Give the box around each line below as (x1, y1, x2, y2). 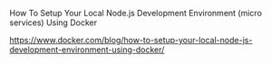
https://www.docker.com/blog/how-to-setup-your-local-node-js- (9, 35, 253, 45)
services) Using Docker (9, 17, 98, 28)
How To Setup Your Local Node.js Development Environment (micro (9, 8, 263, 18)
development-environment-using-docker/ (9, 44, 165, 55)
